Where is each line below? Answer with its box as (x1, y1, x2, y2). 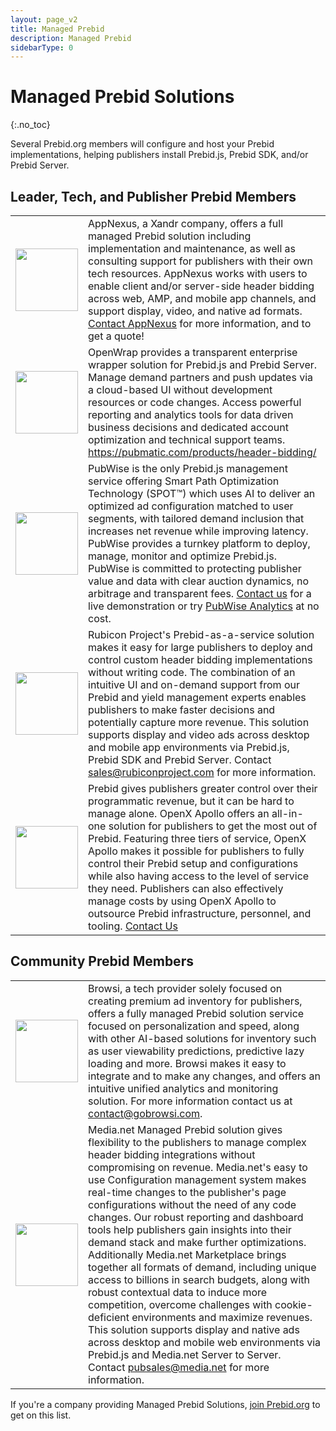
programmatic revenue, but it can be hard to (88, 794, 295, 808)
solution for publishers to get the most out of (108, 819, 318, 833)
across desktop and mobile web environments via (88, 1335, 322, 1349)
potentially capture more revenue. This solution (88, 716, 310, 729)
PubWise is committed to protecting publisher (88, 562, 302, 575)
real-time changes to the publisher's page (88, 1185, 287, 1199)
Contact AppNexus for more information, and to (88, 317, 312, 330)
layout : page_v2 (10, 14, 78, 25)
